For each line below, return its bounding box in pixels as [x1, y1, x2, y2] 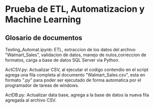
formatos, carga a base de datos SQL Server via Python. [5, 57, 120, 63]
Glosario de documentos [5, 34, 82, 42]
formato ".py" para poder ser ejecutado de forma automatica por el [5, 77, 142, 83]
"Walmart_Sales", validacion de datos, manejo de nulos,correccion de [5, 52, 147, 58]
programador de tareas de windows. [5, 82, 79, 88]
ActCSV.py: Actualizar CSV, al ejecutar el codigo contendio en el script [5, 67, 149, 72]
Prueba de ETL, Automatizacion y [5, 3, 145, 15]
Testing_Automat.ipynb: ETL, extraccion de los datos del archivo [5, 47, 136, 52]
